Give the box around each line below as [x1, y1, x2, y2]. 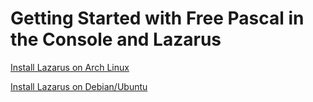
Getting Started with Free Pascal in [10, 7, 305, 30]
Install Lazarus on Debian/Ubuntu [10, 80, 148, 92]
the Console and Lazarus [10, 28, 222, 51]
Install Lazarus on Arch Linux [10, 61, 130, 73]
